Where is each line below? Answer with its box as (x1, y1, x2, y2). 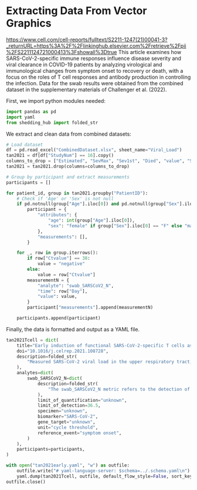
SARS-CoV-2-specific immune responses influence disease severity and (6, 55, 182, 62)
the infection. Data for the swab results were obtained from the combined (6, 79, 184, 86)
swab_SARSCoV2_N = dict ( (27, 375, 83, 381)
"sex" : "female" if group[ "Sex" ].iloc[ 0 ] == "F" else (47, 223, 182, 229)
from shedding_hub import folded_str (6, 119, 98, 126)
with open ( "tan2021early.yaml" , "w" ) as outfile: (6, 462, 130, 468)
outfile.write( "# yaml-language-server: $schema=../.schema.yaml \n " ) (16, 468, 191, 474)
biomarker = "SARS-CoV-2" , (37, 414, 98, 419)
